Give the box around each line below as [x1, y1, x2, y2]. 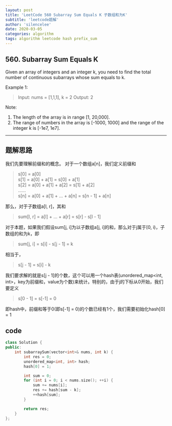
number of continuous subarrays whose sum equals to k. [5, 74, 125, 80]
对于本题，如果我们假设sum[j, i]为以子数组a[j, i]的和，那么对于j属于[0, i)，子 [5, 224, 165, 230]
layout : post [5, 7, 33, 13]
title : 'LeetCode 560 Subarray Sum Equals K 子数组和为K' [5, 12, 128, 17]
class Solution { [5, 340, 42, 345]
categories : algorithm [5, 31, 54, 36]
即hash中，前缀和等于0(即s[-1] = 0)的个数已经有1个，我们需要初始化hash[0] [5, 306, 165, 312]
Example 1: [5, 84, 28, 90]
